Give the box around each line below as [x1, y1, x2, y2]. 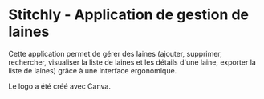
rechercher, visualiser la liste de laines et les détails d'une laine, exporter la [8, 57, 257, 67]
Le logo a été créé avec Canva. [8, 81, 111, 91]
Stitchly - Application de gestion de [8, 6, 250, 24]
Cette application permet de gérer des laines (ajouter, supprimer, [8, 49, 222, 58]
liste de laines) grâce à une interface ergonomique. [8, 65, 177, 75]
